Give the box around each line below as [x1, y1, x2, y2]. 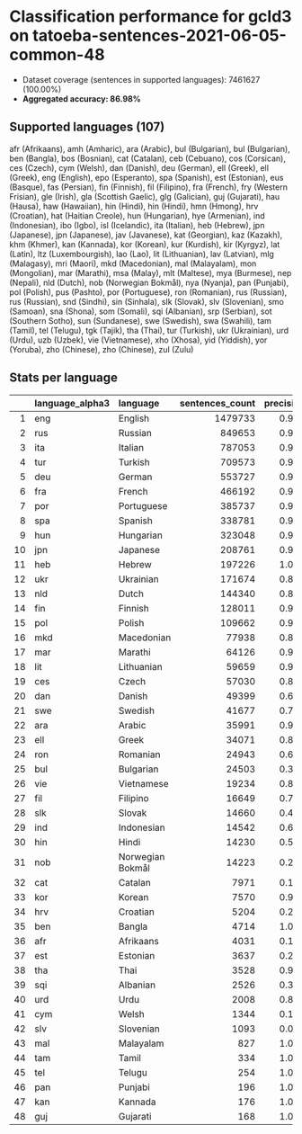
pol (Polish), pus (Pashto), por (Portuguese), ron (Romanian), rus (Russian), [9, 286, 288, 298]
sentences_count [179, 397, 256, 409]
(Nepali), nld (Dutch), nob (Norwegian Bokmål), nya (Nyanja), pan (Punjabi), [9, 277, 289, 288]
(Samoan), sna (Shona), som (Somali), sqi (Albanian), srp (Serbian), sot [9, 306, 272, 317]
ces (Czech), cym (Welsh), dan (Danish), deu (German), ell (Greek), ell [9, 162, 270, 173]
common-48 [9, 45, 105, 65]
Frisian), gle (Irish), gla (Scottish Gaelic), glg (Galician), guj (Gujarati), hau [9, 191, 280, 201]
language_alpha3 [34, 397, 111, 409]
